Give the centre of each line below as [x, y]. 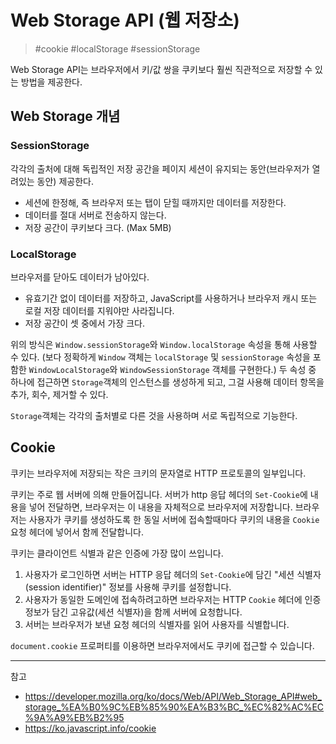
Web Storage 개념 [65, 116]
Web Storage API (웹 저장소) [125, 20]
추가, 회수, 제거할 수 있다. [59, 394]
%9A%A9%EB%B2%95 [74, 717]
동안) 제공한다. [65, 181]
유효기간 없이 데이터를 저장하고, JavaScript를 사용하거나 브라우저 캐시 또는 [171, 298]
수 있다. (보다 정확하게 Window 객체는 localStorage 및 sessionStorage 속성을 [160, 357]
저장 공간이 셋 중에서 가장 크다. [84, 323]
